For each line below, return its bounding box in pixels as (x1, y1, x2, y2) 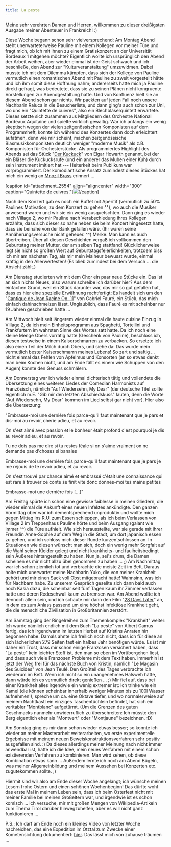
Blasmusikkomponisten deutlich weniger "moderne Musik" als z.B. (5, 140, 145, 146)
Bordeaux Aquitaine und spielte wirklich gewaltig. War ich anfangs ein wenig (5, 118, 166, 124)
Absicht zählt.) (5, 264, 36, 270)
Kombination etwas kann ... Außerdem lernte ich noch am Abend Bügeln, (5, 757, 158, 763)
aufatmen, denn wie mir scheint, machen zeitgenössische (5, 134, 127, 141)
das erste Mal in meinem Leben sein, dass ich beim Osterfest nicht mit (5, 789, 153, 795)
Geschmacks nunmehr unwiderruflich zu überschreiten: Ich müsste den (5, 709, 156, 716)
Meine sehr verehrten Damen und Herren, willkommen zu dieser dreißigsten (5, 21, 165, 28)
